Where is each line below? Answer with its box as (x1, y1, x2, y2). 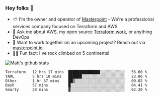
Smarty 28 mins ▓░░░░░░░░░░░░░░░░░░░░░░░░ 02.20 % (5, 87, 147, 92)
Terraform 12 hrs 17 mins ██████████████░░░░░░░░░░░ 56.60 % (5, 70, 147, 75)
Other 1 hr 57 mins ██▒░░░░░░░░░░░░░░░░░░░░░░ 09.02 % (5, 78, 147, 83)
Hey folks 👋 (5, 5, 34, 12)
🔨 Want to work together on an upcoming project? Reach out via (12, 40, 146, 46)
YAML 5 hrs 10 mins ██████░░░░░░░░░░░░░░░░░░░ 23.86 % (5, 74, 147, 79)
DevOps (12, 34, 30, 40)
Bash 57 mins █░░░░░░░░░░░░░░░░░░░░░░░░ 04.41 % (5, 83, 147, 88)
